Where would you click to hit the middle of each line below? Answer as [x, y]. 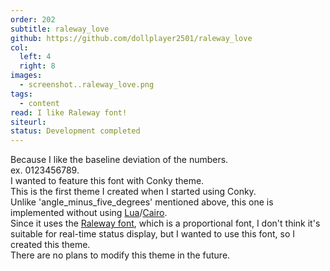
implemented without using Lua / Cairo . [89, 213]
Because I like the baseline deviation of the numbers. [119, 160]
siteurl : [28, 122]
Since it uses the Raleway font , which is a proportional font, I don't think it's [165, 223]
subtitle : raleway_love [60, 29]
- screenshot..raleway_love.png [87, 85]
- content [39, 103]
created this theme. [50, 245]
